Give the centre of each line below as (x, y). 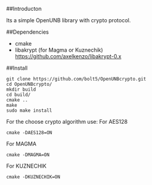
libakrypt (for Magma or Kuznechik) (59, 50)
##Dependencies (28, 32)
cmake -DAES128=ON (29, 133)
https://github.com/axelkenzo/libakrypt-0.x (68, 56)
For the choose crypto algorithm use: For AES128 (67, 122)
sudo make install (29, 111)
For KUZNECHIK (26, 166)
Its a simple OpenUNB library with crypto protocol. (68, 20)
